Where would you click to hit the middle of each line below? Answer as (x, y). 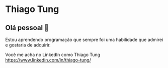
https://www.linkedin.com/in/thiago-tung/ (48, 60)
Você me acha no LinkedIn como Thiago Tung (53, 54)
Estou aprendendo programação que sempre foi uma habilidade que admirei (84, 39)
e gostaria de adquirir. (28, 45)
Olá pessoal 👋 (27, 28)
